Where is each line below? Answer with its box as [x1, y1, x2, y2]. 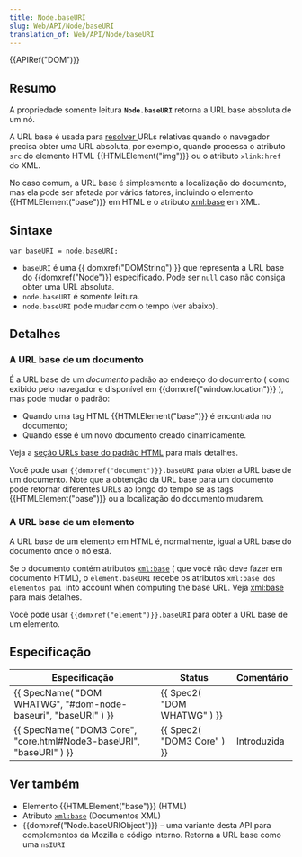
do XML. [9, 160, 41, 171]
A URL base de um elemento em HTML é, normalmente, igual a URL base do [9, 536, 292, 547]
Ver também [9, 777, 80, 792]
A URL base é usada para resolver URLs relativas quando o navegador [9, 131, 270, 142]
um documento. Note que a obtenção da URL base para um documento [9, 474, 274, 485]
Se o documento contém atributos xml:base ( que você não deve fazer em [9, 563, 283, 574]
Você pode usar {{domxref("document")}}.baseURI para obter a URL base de [9, 464, 292, 475]
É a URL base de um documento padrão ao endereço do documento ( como [9, 374, 290, 385]
